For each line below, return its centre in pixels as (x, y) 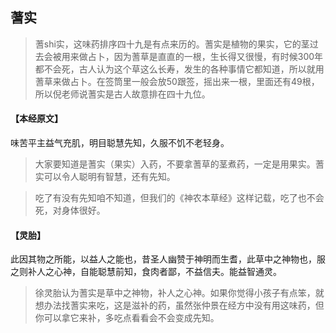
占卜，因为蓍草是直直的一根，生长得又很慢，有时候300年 (205, 56)
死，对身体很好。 (70, 210)
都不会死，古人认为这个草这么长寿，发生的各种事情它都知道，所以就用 (179, 69)
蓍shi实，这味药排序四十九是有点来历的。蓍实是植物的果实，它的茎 (172, 44)
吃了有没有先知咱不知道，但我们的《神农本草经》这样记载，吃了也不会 (179, 198)
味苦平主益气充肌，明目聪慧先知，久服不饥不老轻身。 (120, 143)
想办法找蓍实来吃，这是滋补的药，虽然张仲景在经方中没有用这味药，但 (179, 305)
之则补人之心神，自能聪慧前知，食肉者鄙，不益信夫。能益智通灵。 (146, 272)
